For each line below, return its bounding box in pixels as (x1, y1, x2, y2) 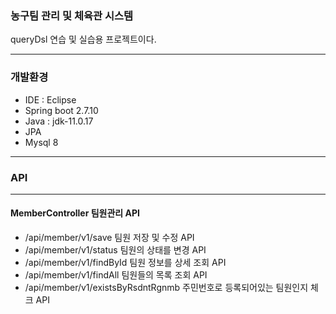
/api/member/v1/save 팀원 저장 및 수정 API (24, 232, 195, 244)
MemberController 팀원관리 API (10, 207, 140, 219)
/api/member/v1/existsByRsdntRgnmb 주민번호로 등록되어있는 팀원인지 (24, 282, 309, 294)
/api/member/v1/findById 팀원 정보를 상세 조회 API (24, 257, 227, 269)
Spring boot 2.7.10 (24, 104, 99, 116)
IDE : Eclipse (24, 93, 77, 106)
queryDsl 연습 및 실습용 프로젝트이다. (10, 33, 157, 46)
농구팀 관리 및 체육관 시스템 (10, 8, 134, 22)
